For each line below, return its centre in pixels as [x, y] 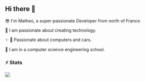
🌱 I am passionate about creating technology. [51, 30]
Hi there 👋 [20, 9]
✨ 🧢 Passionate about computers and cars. [49, 40]
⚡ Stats [14, 62]
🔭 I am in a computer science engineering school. [55, 49]
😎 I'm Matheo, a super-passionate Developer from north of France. [73, 20]
